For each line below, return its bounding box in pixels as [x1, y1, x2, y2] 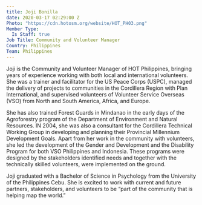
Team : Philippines [6, 49, 53, 55]
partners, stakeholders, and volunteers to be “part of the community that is [6, 185, 193, 192]
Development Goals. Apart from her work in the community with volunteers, [6, 135, 195, 142]
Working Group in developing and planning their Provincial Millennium [6, 128, 180, 135]
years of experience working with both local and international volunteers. [6, 71, 189, 79]
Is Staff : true [11, 32, 50, 38]
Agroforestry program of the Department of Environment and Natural [6, 115, 178, 123]
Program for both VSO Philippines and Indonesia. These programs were [6, 147, 184, 155]
